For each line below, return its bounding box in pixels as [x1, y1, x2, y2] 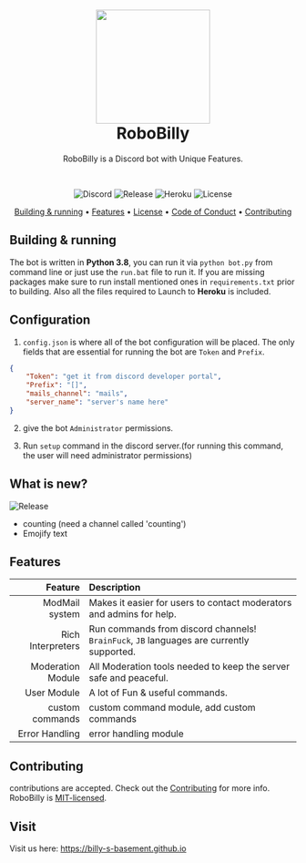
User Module [24, 686, 80, 699]
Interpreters [29, 640, 80, 652]
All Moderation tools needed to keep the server [88, 661, 290, 673]
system [48, 608, 80, 621]
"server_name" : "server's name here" [25, 397, 169, 407]
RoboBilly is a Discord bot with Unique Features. [62, 153, 244, 164]
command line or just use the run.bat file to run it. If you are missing [9, 266, 265, 277]
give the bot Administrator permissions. [22, 422, 174, 433]
